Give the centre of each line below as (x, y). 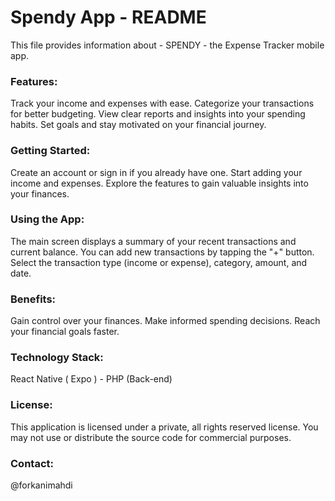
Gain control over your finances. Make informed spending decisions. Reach (165, 321)
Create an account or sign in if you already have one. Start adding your (156, 172)
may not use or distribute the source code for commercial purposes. (151, 437)
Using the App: (47, 219)
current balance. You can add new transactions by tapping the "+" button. (162, 252)
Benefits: (33, 299)
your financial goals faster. (65, 332)
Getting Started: (50, 151)
